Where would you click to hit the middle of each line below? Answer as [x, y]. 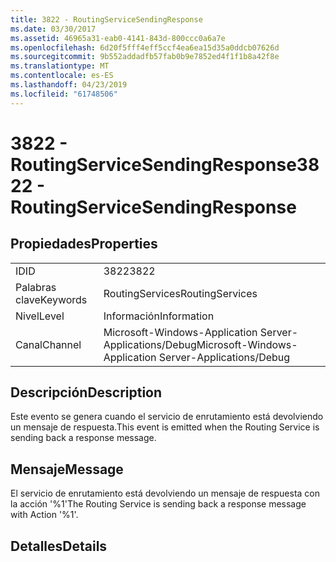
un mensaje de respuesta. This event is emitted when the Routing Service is [165, 427]
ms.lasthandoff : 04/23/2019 [69, 85]
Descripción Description [86, 392]
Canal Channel [48, 344]
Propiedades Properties [84, 244]
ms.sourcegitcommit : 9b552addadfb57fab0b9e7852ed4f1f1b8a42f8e [145, 57]
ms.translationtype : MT [60, 66]
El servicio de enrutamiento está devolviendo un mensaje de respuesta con [165, 493]
